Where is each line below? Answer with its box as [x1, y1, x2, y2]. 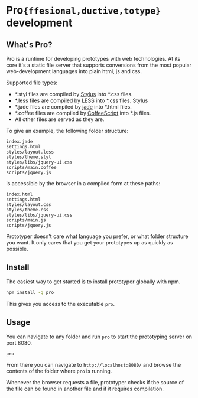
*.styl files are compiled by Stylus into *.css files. [14, 91, 133, 97]
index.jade [6, 139, 33, 145]
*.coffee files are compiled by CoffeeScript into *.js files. [14, 110, 151, 116]
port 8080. [6, 339, 33, 346]
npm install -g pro [6, 289, 54, 295]
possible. [6, 246, 28, 252]
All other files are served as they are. [14, 116, 105, 123]
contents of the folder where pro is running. [6, 367, 112, 375]
